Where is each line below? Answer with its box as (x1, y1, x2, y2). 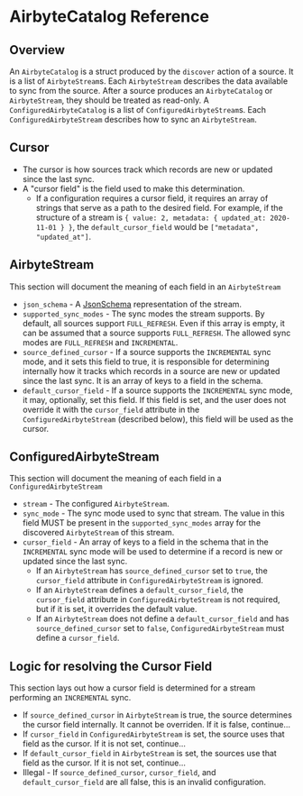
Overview (9, 42, 66, 58)
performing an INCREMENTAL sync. (9, 692, 132, 703)
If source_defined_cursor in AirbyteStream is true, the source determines (22, 709, 293, 720)
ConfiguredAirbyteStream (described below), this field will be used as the (22, 413, 294, 425)
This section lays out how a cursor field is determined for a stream (9, 682, 256, 693)
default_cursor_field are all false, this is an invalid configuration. (22, 777, 266, 788)
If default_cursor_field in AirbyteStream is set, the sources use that (22, 748, 277, 759)
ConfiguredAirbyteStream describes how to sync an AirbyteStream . (9, 114, 257, 124)
